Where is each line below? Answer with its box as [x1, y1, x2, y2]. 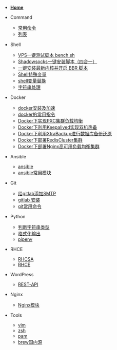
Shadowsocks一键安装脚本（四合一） [17, 58, 98, 65]
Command [10, 14, 32, 20]
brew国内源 [17, 339, 43, 345]
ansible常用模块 [17, 170, 51, 176]
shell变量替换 [17, 78, 46, 84]
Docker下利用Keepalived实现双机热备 [17, 124, 98, 130]
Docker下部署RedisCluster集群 [17, 137, 83, 143]
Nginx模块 [17, 302, 40, 308]
